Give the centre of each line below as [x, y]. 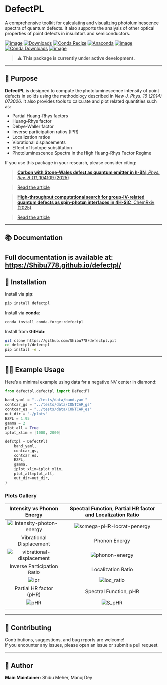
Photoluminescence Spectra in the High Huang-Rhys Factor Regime [82, 153]
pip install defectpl [28, 303]
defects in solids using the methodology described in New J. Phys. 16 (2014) [83, 96]
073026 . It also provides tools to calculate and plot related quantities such [81, 101]
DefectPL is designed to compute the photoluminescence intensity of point [82, 90]
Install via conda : [23, 313]
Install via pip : [19, 294]
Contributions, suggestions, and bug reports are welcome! [65, 640]
